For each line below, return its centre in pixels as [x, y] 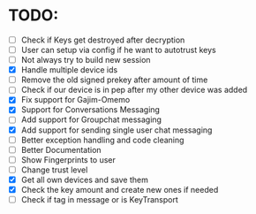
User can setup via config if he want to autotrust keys [119, 50]
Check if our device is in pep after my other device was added [134, 90]
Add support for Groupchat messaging [91, 119]
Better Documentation [61, 149]
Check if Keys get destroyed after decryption [103, 40]
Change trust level [54, 170]
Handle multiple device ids [69, 70]
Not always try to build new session [86, 60]
